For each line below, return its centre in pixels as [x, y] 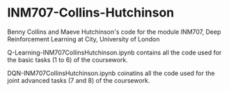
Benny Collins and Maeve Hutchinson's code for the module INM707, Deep [114, 32]
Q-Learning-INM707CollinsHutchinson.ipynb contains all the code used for [114, 52]
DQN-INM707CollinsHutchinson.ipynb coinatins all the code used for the [111, 73]
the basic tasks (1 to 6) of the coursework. [68, 59]
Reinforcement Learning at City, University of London [84, 39]
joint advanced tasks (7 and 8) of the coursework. [79, 80]
